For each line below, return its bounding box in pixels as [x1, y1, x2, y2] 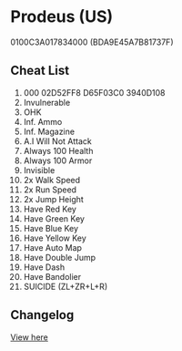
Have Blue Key [23, 222, 79, 233]
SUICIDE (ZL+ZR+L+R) [23, 281, 108, 292]
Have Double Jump [23, 252, 96, 263]
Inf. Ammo [23, 116, 63, 127]
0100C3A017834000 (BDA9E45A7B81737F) [10, 36, 174, 47]
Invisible [23, 164, 56, 175]
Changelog [10, 307, 75, 323]
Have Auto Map [23, 242, 83, 253]
